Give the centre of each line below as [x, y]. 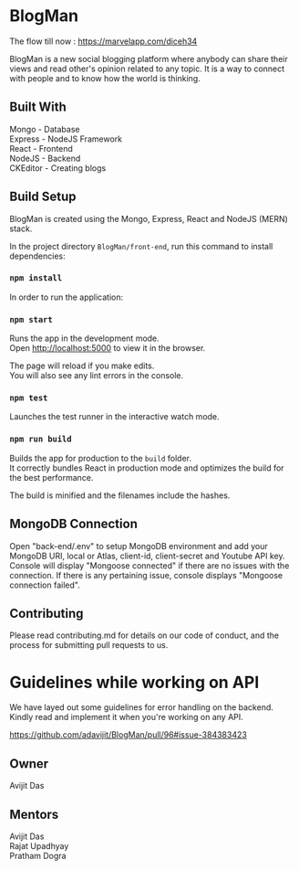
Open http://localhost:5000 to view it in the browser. [108, 348]
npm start [31, 319]
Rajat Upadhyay [39, 845]
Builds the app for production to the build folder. [101, 458]
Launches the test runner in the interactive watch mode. [115, 417]
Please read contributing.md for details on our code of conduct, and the [144, 635]
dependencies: [37, 256]
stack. [21, 228]
